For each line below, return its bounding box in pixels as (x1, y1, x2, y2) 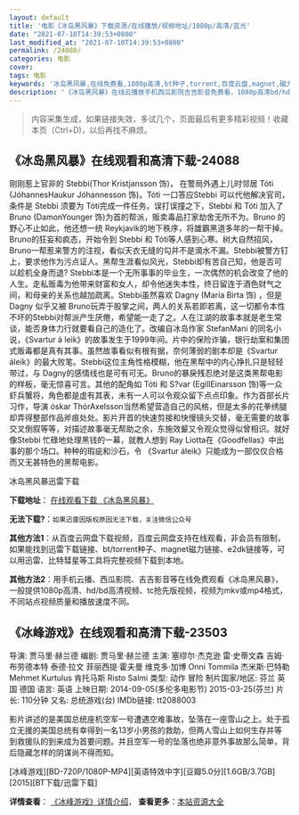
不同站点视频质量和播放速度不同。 (9, 597, 134, 607)
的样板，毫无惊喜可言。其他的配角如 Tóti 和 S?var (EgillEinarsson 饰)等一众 (9, 379, 283, 390)
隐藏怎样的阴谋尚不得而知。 (16, 747, 118, 758)
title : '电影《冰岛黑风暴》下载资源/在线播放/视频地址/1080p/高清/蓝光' (9, 21, 251, 30)
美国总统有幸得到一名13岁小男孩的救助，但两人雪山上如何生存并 (39, 725, 275, 736)
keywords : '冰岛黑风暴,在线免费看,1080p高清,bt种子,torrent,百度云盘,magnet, (9, 79, 280, 88)
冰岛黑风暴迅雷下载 (9, 476, 80, 487)
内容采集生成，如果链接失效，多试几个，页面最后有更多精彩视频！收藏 (30, 113, 289, 124)
